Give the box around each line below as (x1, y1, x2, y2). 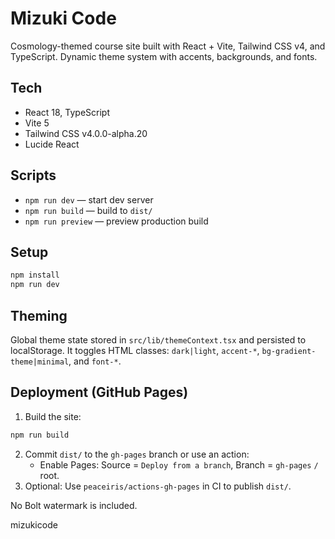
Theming (10, 307, 68, 324)
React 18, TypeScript (24, 106, 110, 118)
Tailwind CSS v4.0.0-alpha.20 (24, 127, 148, 139)
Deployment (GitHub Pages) (10, 384, 189, 401)
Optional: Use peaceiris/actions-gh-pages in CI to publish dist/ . (24, 480, 292, 492)
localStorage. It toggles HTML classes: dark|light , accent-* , (10, 344, 260, 356)
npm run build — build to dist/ (24, 204, 153, 216)
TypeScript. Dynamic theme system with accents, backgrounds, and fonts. (10, 50, 318, 62)
